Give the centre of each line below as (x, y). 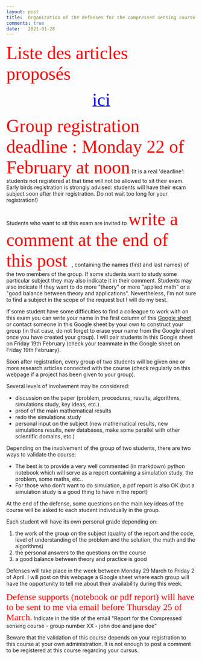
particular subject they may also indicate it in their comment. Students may (99, 281)
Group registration (73, 126)
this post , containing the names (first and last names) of (98, 261)
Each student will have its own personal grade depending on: (82, 522)
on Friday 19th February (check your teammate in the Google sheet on (93, 344)
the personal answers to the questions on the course (80, 553)
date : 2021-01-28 (31, 29)
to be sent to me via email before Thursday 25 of (94, 607)
